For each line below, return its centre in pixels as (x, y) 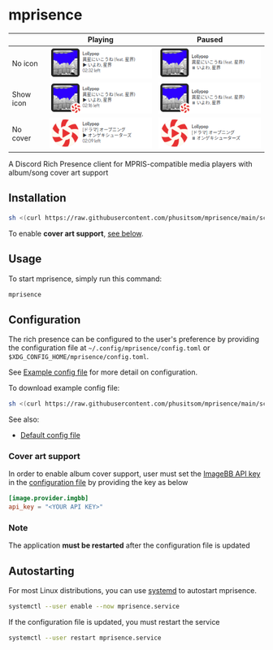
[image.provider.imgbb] (49, 498)
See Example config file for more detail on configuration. (103, 372)
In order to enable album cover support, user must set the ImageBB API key (134, 474)
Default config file (50, 435)
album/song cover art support (58, 173)
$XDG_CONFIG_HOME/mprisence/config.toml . (79, 357)
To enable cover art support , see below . (76, 233)
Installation (37, 198)
